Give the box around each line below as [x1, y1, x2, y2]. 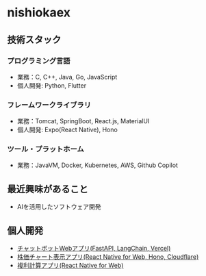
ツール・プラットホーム [7, 145, 84, 154]
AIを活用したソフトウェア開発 [16, 203, 101, 211]
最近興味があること [7, 183, 88, 195]
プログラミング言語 [7, 56, 70, 66]
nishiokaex [7, 5, 70, 21]
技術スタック [7, 34, 62, 45]
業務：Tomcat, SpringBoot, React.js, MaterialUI [16, 117, 150, 125]
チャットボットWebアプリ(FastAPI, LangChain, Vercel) [16, 244, 171, 253]
